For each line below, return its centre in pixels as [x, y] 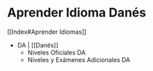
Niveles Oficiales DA [56, 52]
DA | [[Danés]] [38, 45]
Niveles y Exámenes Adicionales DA [79, 59]
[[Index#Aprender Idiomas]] [47, 32]
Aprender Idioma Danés [77, 13]
